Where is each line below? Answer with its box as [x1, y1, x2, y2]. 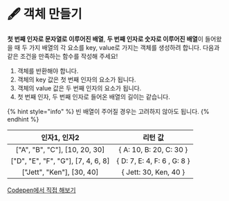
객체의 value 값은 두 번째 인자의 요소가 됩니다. [17, 84, 142, 92]
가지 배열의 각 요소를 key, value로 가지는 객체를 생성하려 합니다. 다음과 [28, 43, 220, 52]
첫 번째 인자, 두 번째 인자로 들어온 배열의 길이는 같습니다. [17, 93, 171, 101]
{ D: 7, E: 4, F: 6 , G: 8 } [116, 156, 190, 166]
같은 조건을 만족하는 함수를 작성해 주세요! [7, 52, 118, 60]
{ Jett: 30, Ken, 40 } [121, 167, 185, 177]
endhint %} [7, 115, 39, 123]
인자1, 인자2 [41, 133, 80, 142]
